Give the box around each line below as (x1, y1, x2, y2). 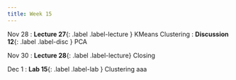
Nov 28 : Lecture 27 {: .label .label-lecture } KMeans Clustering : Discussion (7, 30, 229, 38)
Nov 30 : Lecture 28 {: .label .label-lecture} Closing (7, 51, 156, 59)
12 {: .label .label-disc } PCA (7, 37, 87, 46)
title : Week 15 (7, 10, 52, 18)
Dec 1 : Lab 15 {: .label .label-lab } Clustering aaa (7, 64, 147, 73)
